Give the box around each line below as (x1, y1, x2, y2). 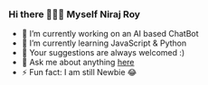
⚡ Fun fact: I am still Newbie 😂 (21, 67, 137, 78)
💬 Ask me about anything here (21, 57, 135, 68)
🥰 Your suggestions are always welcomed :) (21, 47, 185, 58)
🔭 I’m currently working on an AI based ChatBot (21, 29, 200, 39)
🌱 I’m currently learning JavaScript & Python (21, 38, 187, 48)
